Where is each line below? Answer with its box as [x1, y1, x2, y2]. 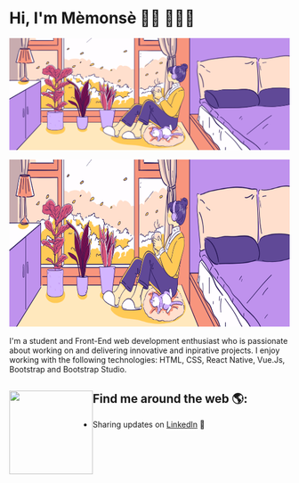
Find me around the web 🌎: [93, 391, 248, 406]
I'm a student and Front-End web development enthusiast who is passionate [9, 336, 288, 347]
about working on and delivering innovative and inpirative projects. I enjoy [9, 345, 280, 356]
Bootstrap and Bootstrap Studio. [9, 364, 127, 375]
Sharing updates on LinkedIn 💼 [93, 419, 206, 430]
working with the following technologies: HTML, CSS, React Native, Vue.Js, [9, 355, 286, 365]
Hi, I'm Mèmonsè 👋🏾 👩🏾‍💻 [9, 8, 196, 29]
